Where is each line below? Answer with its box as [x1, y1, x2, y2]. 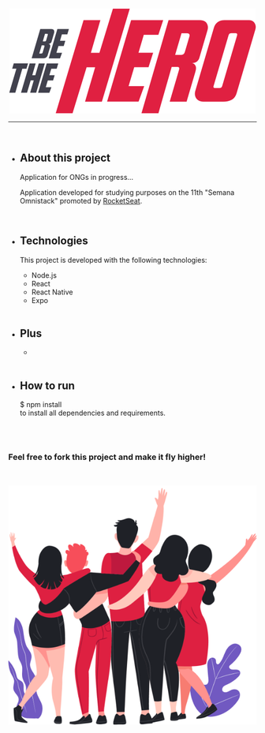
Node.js [31, 270, 58, 280]
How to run [19, 379, 75, 392]
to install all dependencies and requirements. [19, 408, 166, 418]
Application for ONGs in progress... [19, 172, 134, 181]
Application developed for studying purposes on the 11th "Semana [19, 187, 235, 197]
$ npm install [19, 400, 62, 410]
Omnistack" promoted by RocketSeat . [19, 196, 143, 205]
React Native [31, 287, 73, 297]
